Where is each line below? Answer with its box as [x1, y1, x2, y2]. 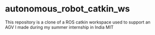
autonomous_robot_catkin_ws [5, 3, 130, 14]
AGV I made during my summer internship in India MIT [5, 24, 114, 30]
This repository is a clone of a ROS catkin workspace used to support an [5, 19, 151, 25]
